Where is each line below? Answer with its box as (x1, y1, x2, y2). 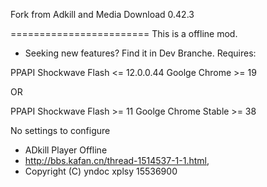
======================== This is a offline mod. (10, 28, 238, 39)
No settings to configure (10, 125, 111, 136)
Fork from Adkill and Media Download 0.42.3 (10, 9, 195, 20)
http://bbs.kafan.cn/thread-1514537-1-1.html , (24, 155, 210, 166)
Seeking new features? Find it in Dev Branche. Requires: (24, 47, 257, 59)
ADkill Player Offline (24, 144, 108, 156)
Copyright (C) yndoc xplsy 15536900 (24, 165, 178, 177)
